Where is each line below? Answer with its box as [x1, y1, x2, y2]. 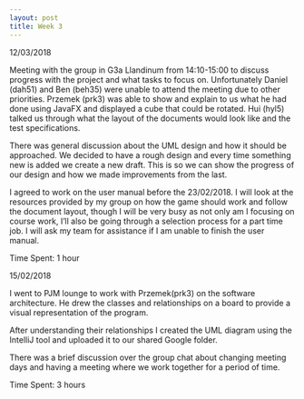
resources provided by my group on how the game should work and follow [9, 196, 289, 207]
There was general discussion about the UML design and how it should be [9, 140, 288, 151]
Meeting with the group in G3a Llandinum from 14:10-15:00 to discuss [9, 65, 270, 75]
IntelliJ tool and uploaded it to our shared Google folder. [9, 334, 218, 345]
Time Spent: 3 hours [9, 379, 86, 390]
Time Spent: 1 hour [9, 252, 80, 264]
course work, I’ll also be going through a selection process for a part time [9, 215, 283, 226]
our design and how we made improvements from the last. [9, 169, 228, 180]
